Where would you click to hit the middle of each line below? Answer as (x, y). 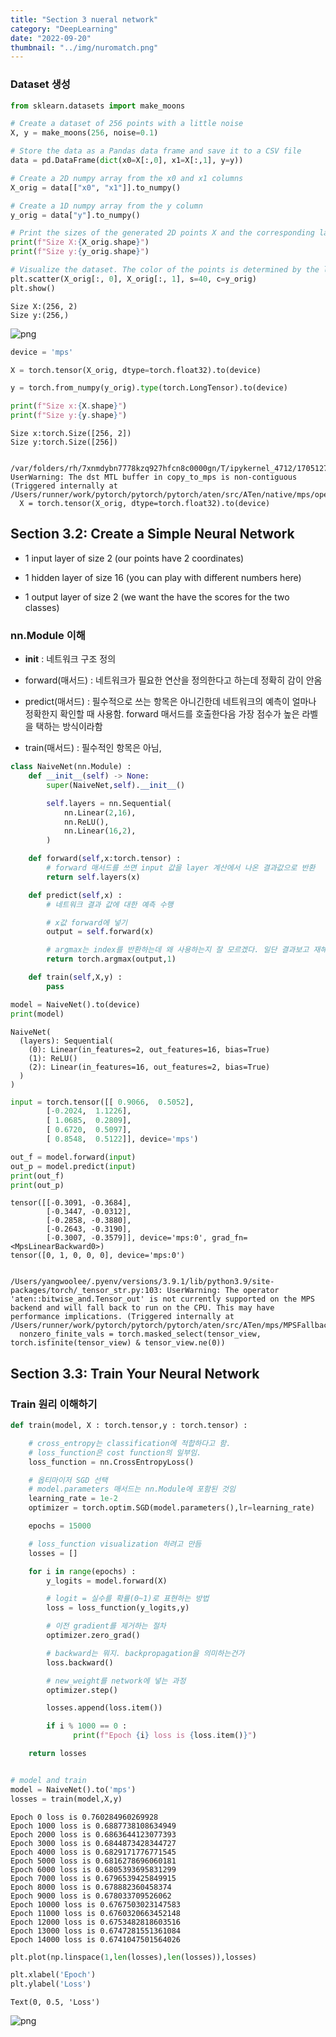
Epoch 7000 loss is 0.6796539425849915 (93, 1878)
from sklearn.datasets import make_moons (98, 106)
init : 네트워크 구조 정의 (70, 659)
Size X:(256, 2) (44, 306)
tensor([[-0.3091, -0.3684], (71, 1203)
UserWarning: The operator (223, 1291)
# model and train (48, 1780)
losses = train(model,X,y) (66, 1799)
